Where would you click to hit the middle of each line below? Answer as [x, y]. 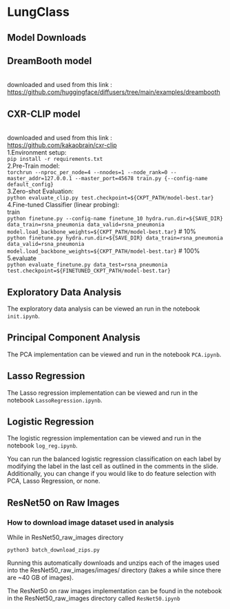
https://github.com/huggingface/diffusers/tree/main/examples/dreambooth [114, 92]
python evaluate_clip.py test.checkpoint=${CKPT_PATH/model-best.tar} [111, 198]
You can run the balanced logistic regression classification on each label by [114, 459]
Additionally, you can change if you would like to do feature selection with [112, 474]
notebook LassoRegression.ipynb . [55, 400]
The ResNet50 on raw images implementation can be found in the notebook [115, 591]
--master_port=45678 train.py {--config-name [141, 179]
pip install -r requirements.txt [55, 159]
